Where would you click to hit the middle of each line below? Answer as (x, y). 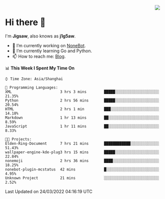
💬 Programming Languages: (31, 87)
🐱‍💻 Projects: (18, 139)
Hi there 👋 (25, 22)
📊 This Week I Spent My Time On (40, 68)
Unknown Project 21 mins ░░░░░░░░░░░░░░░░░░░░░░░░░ (82, 178)
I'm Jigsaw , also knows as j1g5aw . (41, 36)
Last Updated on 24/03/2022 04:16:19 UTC (49, 191)
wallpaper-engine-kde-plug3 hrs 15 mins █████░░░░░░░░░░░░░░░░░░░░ (82, 152)
